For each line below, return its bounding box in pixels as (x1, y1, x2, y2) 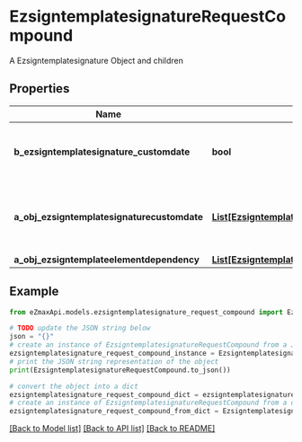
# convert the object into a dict (9, 382, 139, 391)
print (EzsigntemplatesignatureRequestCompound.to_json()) (9, 366, 231, 375)
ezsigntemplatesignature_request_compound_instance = (9, 349, 216, 358)
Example (9, 284, 59, 299)
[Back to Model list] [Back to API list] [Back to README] (9, 423, 216, 434)
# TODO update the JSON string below (9, 323, 151, 333)
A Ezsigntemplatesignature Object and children (9, 55, 184, 66)
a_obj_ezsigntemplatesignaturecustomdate (13, 210, 204, 223)
